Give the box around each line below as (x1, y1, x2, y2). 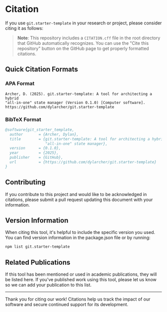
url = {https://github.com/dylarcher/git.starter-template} (9, 160, 157, 165)
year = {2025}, (9, 150, 59, 155)
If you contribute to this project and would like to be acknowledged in (5, 191, 147, 197)
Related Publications (5, 258, 71, 267)
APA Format (5, 80, 35, 87)
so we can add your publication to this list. (5, 282, 92, 288)
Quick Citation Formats (5, 65, 79, 74)
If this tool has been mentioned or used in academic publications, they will (5, 271, 157, 277)
